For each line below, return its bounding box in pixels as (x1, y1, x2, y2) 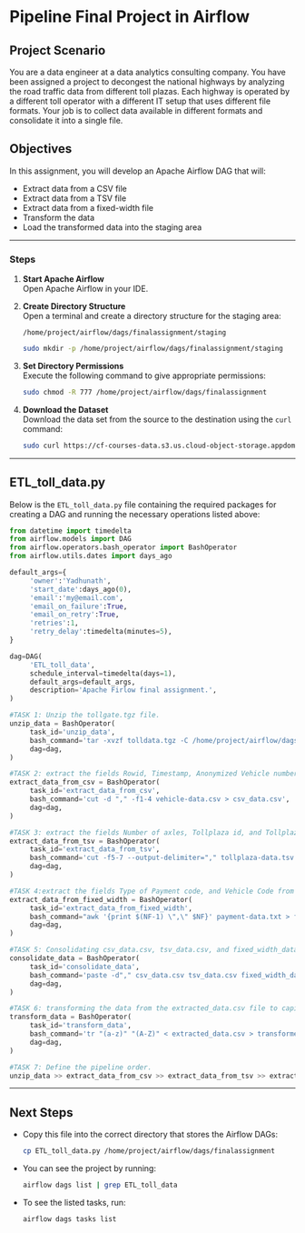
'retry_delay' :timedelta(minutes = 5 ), (29, 627, 172, 637)
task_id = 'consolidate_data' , (29, 962, 141, 971)
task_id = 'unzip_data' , (29, 727, 116, 737)
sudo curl (22, 441, 61, 450)
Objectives (9, 141, 73, 156)
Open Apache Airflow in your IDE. (22, 284, 149, 295)
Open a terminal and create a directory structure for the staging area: (22, 311, 281, 322)
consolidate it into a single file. (9, 115, 123, 125)
